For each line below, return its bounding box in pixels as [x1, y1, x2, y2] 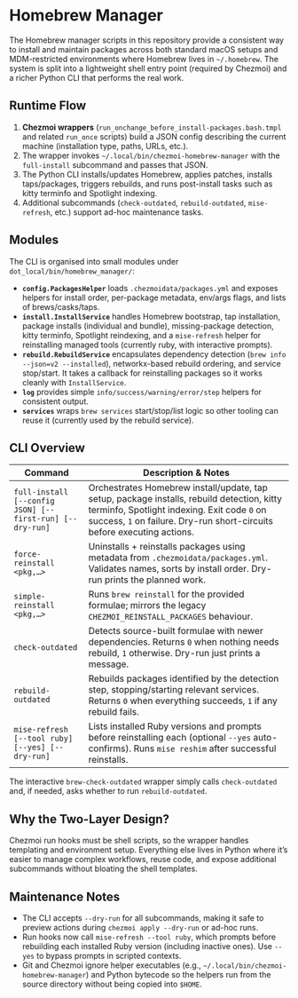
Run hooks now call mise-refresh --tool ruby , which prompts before [21, 931, 277, 942]
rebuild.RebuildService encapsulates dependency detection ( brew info [21, 348, 286, 360]
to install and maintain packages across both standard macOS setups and [9, 44, 278, 54]
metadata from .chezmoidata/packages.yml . [88, 551, 269, 564]
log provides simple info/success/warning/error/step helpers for [21, 386, 262, 397]
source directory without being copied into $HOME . [21, 978, 202, 989]
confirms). [88, 742, 131, 755]
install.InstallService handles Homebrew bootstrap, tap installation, [21, 311, 281, 321]
